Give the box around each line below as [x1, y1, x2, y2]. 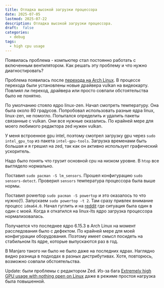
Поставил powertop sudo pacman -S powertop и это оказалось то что [5, 192, 146, 198]
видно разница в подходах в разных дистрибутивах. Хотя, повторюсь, [5, 253, 153, 259]
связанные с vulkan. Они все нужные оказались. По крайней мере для [5, 118, 154, 124]
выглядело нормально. [5, 163, 54, 169]
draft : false [5, 26, 34, 30]
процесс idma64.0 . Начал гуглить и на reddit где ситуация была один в [5, 203, 152, 209]
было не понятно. [5, 93, 42, 99]
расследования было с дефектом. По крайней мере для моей [5, 228, 135, 234]
